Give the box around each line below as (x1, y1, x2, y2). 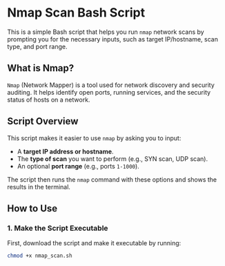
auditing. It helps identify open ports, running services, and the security (7, 88, 211, 96)
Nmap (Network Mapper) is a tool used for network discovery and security (7, 81, 215, 89)
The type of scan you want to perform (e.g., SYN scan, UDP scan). (17, 154, 208, 163)
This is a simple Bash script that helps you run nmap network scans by (7, 28, 205, 36)
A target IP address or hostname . (17, 147, 114, 155)
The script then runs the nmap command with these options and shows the (7, 175, 217, 184)
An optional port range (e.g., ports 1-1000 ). (17, 162, 139, 170)
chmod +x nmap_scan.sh (7, 252, 72, 260)
